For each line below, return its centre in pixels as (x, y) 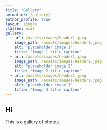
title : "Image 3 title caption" (48, 89)
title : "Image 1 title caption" (48, 52)
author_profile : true (28, 19)
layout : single (21, 24)
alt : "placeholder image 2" (43, 66)
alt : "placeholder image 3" (43, 85)
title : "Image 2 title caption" (48, 71)
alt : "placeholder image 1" (43, 47)
